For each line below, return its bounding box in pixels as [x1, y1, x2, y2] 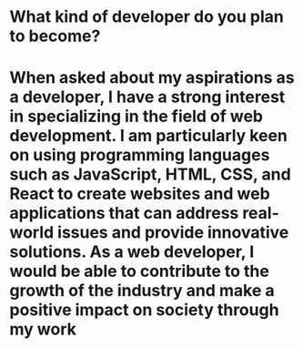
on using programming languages [9, 145, 270, 166]
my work [9, 319, 77, 340]
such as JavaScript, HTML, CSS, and [9, 164, 291, 185]
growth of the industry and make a [9, 281, 275, 302]
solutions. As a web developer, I [9, 241, 255, 262]
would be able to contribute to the [9, 261, 270, 281]
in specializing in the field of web [9, 107, 264, 127]
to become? [9, 26, 101, 46]
